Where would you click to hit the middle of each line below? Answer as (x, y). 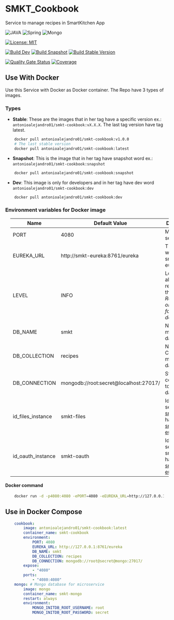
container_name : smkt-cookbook (56, 533)
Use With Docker (32, 78)
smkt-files (73, 416)
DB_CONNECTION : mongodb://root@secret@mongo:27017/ (87, 561)
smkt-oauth (75, 456)
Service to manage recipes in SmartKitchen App (55, 23)
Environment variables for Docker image (56, 210)
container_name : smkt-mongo (53, 594)
